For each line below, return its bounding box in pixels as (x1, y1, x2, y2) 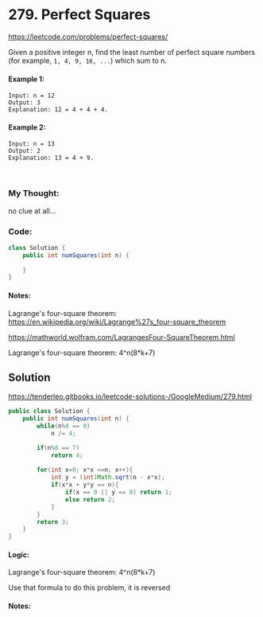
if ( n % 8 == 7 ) (37, 443, 80, 451)
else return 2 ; (64, 495, 115, 503)
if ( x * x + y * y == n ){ (50, 481, 119, 489)
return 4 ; (50, 451, 83, 459)
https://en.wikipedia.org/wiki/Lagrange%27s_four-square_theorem (8, 317, 226, 326)
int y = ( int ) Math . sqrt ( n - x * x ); (50, 474, 165, 482)
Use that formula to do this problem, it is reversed (8, 583, 171, 592)
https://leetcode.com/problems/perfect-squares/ (8, 32, 168, 41)
